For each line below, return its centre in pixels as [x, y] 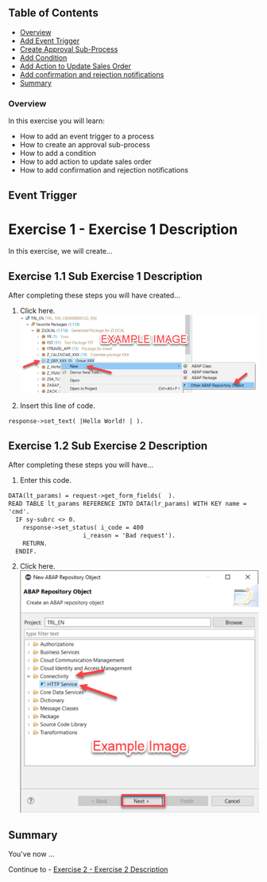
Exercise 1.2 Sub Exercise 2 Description [108, 446]
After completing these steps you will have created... [95, 295]
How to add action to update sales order [86, 161]
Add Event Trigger [50, 41]
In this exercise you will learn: [56, 121]
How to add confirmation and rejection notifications [104, 170]
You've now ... [31, 854]
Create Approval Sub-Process [69, 49]
